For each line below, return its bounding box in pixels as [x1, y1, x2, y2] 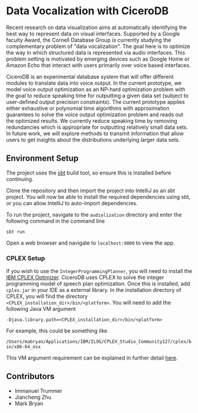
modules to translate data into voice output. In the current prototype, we [6, 79, 182, 87]
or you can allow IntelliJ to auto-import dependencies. [6, 199, 138, 206]
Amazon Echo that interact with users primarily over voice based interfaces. [6, 61, 191, 69]
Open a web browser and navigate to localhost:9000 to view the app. [6, 239, 176, 246]
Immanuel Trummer [14, 387, 63, 394]
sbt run [6, 228, 25, 235]
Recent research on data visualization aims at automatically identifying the [6, 24, 187, 31]
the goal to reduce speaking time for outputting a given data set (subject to [6, 92, 189, 99]
